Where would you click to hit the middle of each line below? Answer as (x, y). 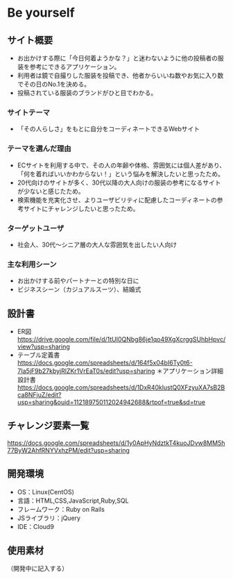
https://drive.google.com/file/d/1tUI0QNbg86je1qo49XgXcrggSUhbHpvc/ (121, 339)
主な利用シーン (32, 264)
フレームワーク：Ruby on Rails (61, 509)
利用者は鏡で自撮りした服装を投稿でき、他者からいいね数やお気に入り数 (120, 75)
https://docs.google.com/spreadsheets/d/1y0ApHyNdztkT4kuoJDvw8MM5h (116, 443)
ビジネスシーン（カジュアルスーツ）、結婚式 (79, 289)
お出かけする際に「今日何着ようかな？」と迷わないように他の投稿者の (118, 58)
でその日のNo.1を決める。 (54, 84)
